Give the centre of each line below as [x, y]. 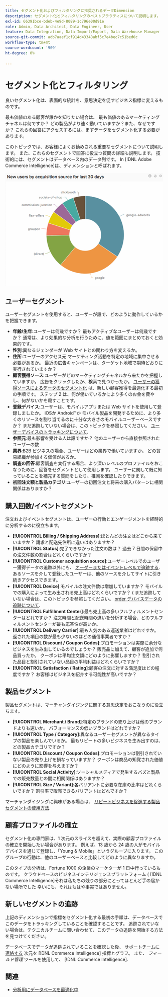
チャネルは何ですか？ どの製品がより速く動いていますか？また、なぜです [80, 124]
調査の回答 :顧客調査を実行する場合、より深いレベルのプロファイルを [83, 463]
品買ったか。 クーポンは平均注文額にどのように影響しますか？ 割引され [86, 655]
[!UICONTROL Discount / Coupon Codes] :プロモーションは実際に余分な [87, 643]
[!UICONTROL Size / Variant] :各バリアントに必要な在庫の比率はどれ [83, 784]
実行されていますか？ [34, 369]
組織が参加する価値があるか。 [48, 457]
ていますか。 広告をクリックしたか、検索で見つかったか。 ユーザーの [84, 382]
